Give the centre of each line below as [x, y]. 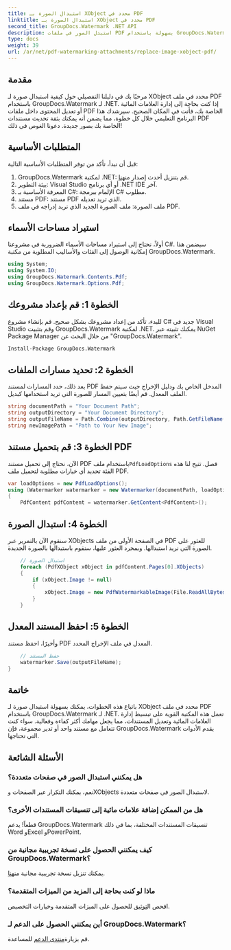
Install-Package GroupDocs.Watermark [62, 349]
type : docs [23, 39]
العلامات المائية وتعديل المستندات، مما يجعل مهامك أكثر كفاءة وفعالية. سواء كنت [109, 721]
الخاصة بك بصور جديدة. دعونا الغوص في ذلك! [65, 125]
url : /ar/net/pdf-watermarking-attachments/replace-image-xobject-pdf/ [112, 52]
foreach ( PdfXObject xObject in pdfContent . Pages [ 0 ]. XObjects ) [112, 567]
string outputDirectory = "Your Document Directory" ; [86, 413]
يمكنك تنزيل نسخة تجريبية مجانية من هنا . [57, 873]
